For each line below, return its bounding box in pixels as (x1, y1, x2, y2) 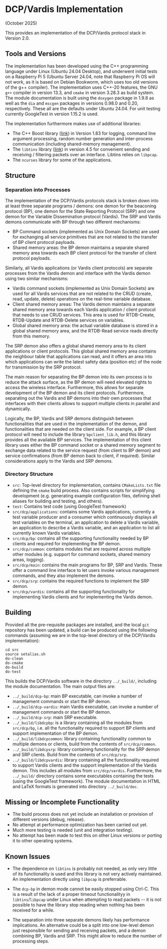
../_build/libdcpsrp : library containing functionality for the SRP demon (12, 746, 161, 752)
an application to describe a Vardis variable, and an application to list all (12, 524, 160, 530)
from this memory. (12, 333, 51, 339)
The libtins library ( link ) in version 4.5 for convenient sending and (12, 146, 150, 152)
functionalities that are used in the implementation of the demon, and (5, 421, 147, 427)
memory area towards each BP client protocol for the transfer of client (12, 250, 157, 256)
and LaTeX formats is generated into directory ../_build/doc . (12, 783, 139, 789)
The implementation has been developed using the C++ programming (5, 63, 149, 69)
